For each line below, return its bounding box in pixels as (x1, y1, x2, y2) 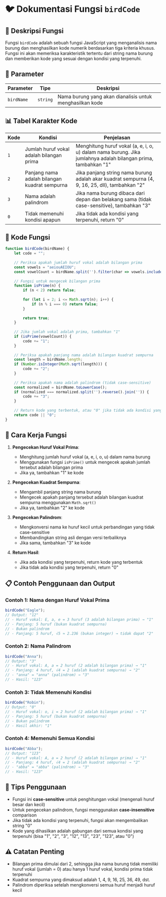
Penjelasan (103, 134, 130, 141)
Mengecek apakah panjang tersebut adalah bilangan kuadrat (19, 494, 144, 500)
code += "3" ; (23, 394, 50, 399)
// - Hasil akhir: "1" (5, 723, 52, 728)
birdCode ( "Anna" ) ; (5, 654, 43, 659)
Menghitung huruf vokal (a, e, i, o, (76, 142, 154, 149)
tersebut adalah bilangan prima (19, 464, 83, 470)
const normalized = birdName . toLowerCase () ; (14, 385, 107, 390)
